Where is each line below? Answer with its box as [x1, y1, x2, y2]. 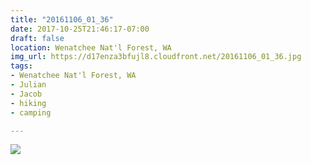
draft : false [10, 33, 65, 43]
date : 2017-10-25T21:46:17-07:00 [10, 24, 150, 34]
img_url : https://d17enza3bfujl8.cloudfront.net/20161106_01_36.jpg [10, 52, 302, 62]
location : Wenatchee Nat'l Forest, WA [10, 42, 172, 53]
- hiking [10, 98, 47, 108]
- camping [10, 107, 52, 118]
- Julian [10, 80, 47, 90]
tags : [10, 61, 33, 71]
